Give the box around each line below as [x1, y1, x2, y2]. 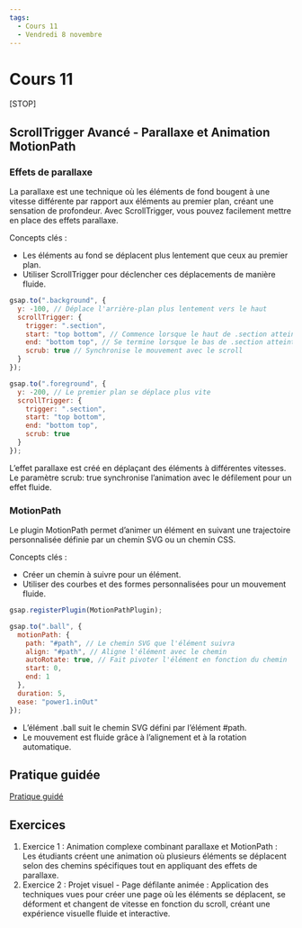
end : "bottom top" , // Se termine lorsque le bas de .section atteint [25, 338, 296, 347]
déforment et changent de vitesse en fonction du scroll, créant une [22, 898, 271, 910]
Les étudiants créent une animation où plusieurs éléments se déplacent [22, 851, 288, 861]
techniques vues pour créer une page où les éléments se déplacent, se [22, 889, 286, 900]
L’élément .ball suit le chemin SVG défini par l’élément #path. [22, 722, 247, 732]
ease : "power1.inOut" [17, 697, 99, 706]
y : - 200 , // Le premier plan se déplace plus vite [17, 387, 211, 396]
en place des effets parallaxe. [9, 215, 119, 225]
